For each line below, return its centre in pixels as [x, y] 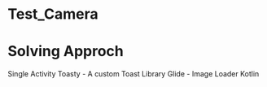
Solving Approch [66, 52]
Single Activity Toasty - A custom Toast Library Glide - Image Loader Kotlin [133, 74]
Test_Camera [53, 14]
